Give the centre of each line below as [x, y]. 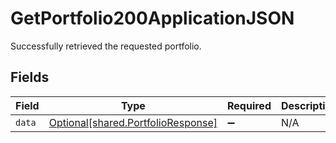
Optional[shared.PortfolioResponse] [133, 122]
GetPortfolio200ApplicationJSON [152, 18]
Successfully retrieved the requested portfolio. [106, 46]
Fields [30, 77]
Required [249, 105]
